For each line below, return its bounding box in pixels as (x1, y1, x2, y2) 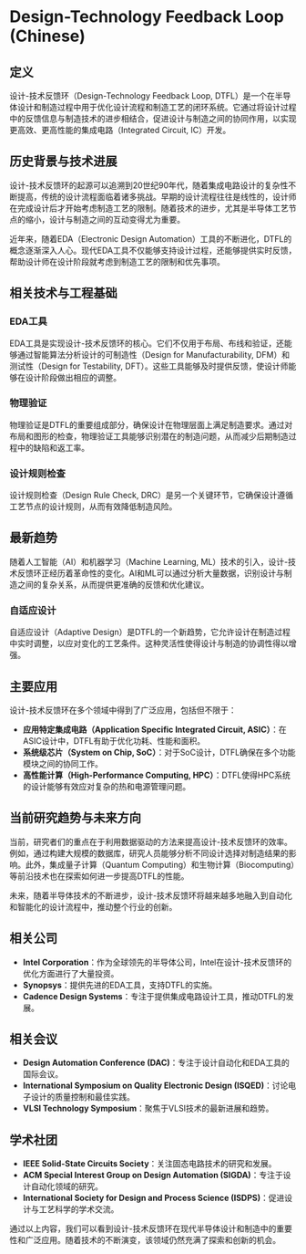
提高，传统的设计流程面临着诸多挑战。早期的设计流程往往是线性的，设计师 (16, 191, 297, 202)
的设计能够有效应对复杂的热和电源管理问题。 (22, 781, 191, 792)
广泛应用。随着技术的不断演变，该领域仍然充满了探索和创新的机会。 (25, 1235, 280, 1246)
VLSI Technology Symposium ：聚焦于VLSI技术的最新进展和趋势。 (22, 1102, 274, 1114)
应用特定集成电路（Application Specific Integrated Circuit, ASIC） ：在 (22, 724, 287, 736)
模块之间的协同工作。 (22, 758, 103, 769)
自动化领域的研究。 (30, 1181, 103, 1192)
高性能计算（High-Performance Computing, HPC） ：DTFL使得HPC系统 (22, 769, 291, 781)
